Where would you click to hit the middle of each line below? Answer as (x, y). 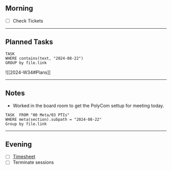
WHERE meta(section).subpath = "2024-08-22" (53, 119)
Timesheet (24, 157)
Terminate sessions (33, 162)
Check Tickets (28, 20)
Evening (19, 144)
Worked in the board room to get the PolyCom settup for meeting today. (88, 105)
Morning (19, 8)
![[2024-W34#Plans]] (28, 72)
